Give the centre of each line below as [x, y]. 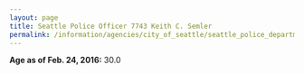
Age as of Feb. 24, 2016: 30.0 [65, 60]
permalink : [30, 34]
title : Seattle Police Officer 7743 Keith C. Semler [111, 26]
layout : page [34, 18]
